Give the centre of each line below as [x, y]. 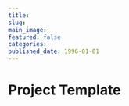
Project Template [64, 90]
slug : [17, 23]
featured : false [34, 37]
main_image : [27, 30]
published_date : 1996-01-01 [54, 51]
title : [19, 15]
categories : [27, 44]
